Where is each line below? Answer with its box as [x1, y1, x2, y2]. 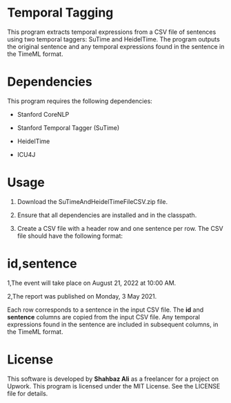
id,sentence [7, 256, 77, 271]
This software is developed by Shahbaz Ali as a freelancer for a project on [7, 375, 219, 383]
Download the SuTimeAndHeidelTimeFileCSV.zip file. [17, 197, 168, 205]
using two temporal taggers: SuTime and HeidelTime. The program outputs [7, 35, 221, 43]
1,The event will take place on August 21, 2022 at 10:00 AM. [7, 279, 177, 287]
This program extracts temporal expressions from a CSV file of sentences [7, 28, 217, 36]
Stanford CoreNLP [17, 110, 70, 118]
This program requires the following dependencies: [7, 97, 153, 105]
